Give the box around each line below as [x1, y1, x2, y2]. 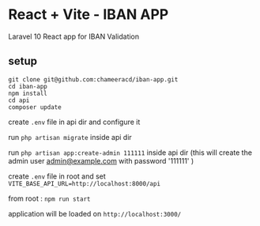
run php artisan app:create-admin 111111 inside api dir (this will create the [8, 148, 253, 157]
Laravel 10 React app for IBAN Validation [8, 32, 140, 41]
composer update [8, 103, 62, 111]
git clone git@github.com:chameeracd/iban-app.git [8, 75, 179, 84]
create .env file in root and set [8, 171, 107, 181]
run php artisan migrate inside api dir [8, 132, 132, 141]
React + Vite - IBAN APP [8, 6, 169, 24]
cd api [8, 96, 30, 104]
